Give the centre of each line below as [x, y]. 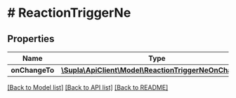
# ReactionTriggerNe [69, 13]
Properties [31, 39]
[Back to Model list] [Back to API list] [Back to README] [88, 87]
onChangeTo [33, 70]
